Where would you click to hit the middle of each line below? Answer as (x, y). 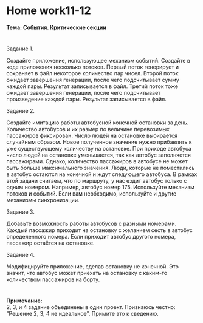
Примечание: (24, 301)
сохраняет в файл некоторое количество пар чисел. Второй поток (92, 73)
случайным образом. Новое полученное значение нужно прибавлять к (99, 142)
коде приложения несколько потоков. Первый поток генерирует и (93, 67)
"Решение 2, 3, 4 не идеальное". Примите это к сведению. (83, 314)
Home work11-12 (49, 11)
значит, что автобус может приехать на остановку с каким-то (87, 273)
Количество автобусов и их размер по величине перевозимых (88, 129)
